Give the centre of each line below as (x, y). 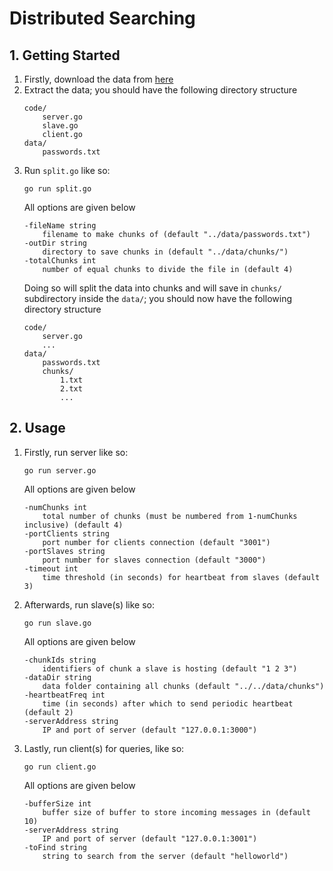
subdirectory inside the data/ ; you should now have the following (157, 298)
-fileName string (60, 226)
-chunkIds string (60, 660)
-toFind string (55, 847)
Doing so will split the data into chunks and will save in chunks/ (152, 288)
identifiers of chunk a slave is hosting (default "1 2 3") (170, 668)
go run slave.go (57, 623)
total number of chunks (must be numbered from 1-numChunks (170, 516)
